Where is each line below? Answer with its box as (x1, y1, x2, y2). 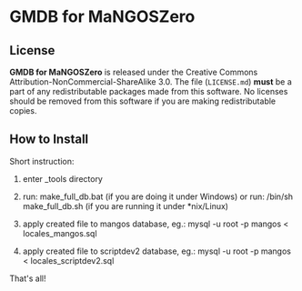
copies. (9, 105, 37, 115)
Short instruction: (9, 156, 75, 166)
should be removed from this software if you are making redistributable (9, 95, 277, 106)
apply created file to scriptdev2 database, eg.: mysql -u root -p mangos (22, 246, 291, 256)
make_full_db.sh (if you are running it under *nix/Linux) (22, 200, 229, 211)
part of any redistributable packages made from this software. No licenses (9, 86, 288, 96)
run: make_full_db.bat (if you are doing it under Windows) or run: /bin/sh (22, 191, 294, 202)
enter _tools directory (22, 173, 103, 184)
